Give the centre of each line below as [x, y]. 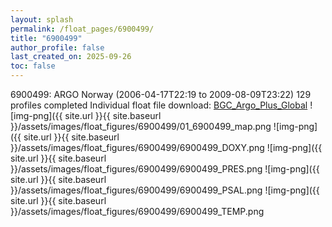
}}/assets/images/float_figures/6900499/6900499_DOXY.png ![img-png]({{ [166, 147]
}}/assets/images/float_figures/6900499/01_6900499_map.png [141, 126]
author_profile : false [57, 47]
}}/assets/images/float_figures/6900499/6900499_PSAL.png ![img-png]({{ [165, 190]
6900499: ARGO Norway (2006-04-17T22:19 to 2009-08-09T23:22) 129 [161, 94]
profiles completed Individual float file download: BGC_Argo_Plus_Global [159, 105]
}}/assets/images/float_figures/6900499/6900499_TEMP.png [137, 211]
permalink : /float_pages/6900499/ [82, 29]
